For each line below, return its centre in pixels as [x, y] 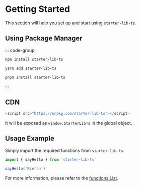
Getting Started [38, 9]
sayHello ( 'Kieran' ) [25, 168]
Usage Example [30, 139]
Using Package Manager [44, 38]
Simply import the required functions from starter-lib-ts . [65, 150]
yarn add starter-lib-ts [31, 68]
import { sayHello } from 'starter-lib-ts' [51, 159]
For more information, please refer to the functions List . [62, 178]
